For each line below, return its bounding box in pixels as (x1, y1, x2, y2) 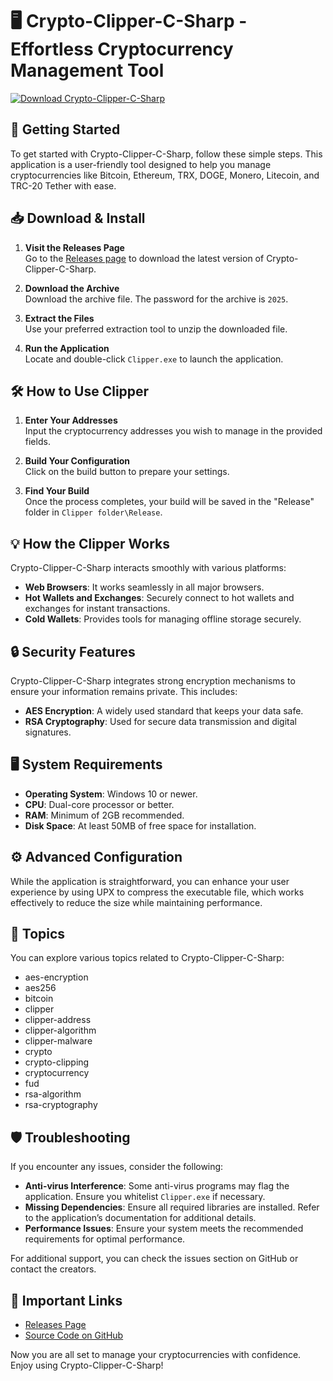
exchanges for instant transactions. (24, 603, 171, 615)
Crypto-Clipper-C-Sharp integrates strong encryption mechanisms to (10, 675, 296, 687)
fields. (24, 436, 51, 448)
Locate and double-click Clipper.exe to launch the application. (24, 353, 284, 365)
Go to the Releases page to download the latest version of (24, 252, 265, 264)
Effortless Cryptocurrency (10, 38, 234, 61)
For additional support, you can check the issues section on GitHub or (10, 1253, 299, 1265)
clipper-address (24, 1014, 92, 1026)
